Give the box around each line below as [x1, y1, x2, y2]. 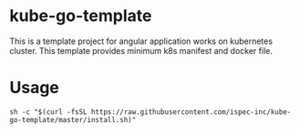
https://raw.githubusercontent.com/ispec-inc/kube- [90, 107, 292, 117]
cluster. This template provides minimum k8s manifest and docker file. [9, 45, 274, 56]
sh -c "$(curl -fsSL [9, 107, 88, 117]
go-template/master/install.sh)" [9, 115, 137, 124]
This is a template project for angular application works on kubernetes [9, 36, 274, 46]
